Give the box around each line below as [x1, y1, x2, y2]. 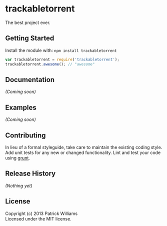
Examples [5, 103, 36, 111]
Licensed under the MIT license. [5, 215, 71, 221]
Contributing [5, 131, 46, 139]
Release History [5, 169, 56, 178]
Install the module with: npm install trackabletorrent [5, 47, 117, 53]
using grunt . [5, 154, 30, 160]
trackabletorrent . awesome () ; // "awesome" [5, 61, 95, 66]
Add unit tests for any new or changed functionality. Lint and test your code [5, 149, 161, 155]
